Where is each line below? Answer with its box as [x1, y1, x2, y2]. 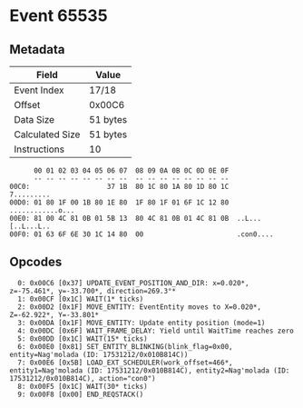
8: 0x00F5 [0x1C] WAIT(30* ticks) [17, 382, 148, 391]
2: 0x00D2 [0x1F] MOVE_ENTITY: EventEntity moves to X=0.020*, [17, 302, 261, 312]
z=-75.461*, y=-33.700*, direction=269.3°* [9, 286, 177, 295]
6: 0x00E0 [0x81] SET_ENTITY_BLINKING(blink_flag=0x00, [17, 342, 233, 351]
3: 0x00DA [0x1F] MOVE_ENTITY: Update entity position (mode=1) [17, 318, 266, 327]
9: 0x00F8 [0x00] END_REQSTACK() [17, 390, 144, 399]
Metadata [9, 42, 65, 57]
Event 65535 [9, 5, 108, 26]
